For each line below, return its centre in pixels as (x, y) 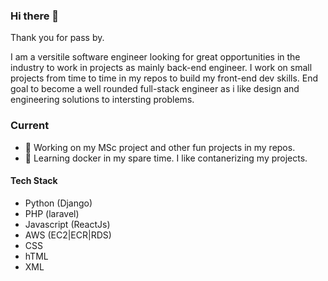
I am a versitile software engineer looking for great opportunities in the (155, 57)
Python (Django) (58, 203)
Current (30, 126)
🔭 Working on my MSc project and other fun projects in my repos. (160, 147)
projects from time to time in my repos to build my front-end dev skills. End (164, 78)
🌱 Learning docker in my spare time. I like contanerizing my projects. (166, 158)
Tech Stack (34, 181)
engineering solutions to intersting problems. (102, 100)
